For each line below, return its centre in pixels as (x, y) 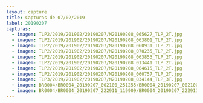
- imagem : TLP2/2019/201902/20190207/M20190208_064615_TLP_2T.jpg (97, 68)
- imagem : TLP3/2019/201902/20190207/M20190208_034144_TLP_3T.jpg (97, 79)
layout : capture (27, 12)
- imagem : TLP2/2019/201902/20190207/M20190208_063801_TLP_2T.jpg (97, 40)
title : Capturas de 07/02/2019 (46, 18)
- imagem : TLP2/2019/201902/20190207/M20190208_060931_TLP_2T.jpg (97, 46)
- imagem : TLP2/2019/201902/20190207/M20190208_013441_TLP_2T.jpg (97, 62)
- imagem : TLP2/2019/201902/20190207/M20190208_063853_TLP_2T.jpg (97, 57)
